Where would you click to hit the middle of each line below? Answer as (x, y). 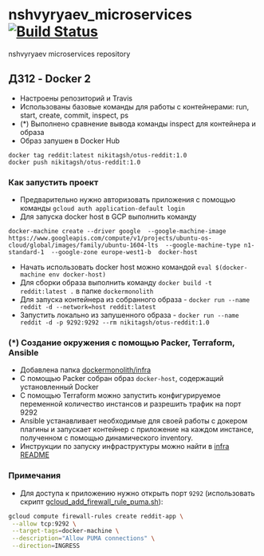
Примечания (35, 475)
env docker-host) (77, 275)
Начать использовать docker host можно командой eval (116, 267)
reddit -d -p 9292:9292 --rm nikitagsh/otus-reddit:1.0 (114, 323)
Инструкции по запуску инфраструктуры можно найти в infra (124, 447)
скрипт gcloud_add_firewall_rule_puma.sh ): (91, 502)
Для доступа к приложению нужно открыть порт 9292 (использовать (137, 493)
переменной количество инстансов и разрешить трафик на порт (130, 404)
